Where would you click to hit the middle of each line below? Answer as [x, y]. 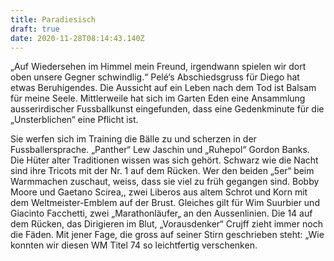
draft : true [35, 29]
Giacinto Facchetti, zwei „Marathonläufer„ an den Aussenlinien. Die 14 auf [161, 213]
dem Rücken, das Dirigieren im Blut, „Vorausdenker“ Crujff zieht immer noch [166, 224]
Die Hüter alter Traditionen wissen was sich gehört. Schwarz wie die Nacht [164, 160]
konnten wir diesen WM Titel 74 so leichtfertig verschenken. [134, 245]
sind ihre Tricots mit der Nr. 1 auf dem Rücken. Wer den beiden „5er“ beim [162, 171]
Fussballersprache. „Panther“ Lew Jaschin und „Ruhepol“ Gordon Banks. [160, 150]
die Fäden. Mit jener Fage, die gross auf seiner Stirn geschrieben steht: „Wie [167, 235]
